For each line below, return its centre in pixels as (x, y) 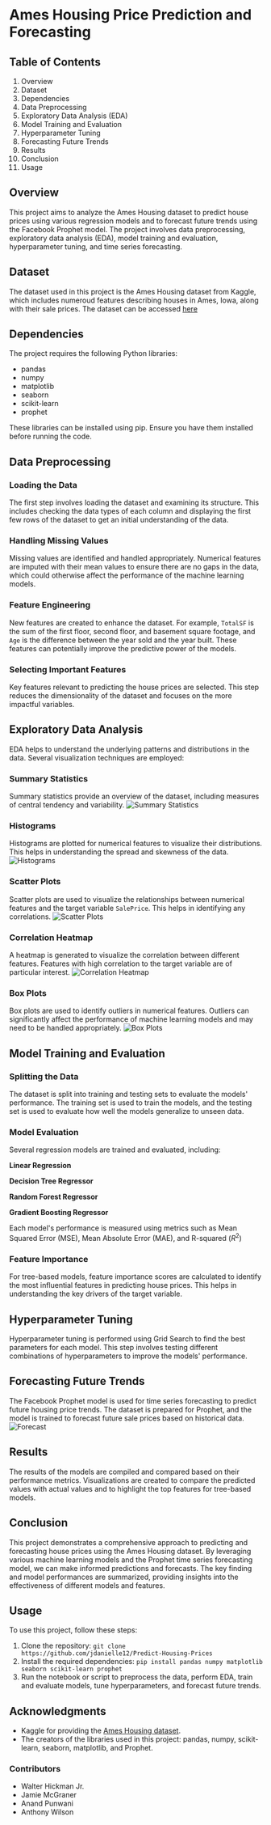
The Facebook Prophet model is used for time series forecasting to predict (133, 1400)
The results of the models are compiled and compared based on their (125, 1471)
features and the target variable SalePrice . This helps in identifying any (127, 908)
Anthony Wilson (47, 1812)
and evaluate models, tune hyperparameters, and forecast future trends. (141, 1686)
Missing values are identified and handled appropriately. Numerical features (135, 558)
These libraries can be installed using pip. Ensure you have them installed (131, 428)
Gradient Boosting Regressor (59, 1213)
